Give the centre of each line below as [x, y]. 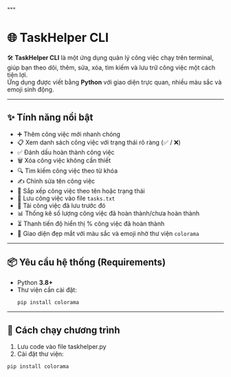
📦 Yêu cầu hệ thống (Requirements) [87, 262]
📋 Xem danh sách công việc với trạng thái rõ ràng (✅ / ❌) [99, 142]
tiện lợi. [18, 74]
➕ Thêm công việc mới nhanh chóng [68, 134]
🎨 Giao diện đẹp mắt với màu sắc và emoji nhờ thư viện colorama [108, 233]
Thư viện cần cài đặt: [47, 290]
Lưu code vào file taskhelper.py [62, 347]
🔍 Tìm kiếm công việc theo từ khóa [67, 171]
